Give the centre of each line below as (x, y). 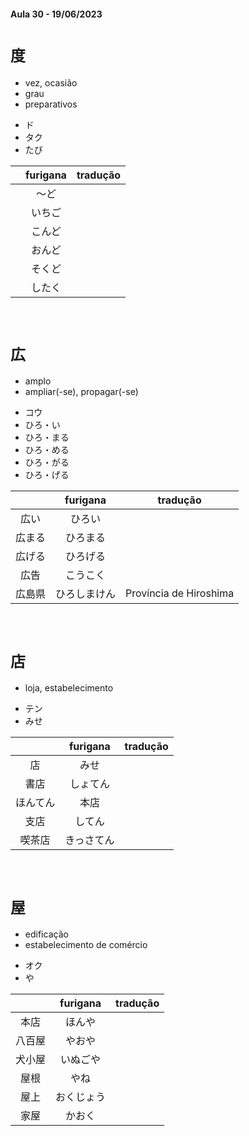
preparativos (51, 104)
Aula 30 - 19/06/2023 (56, 14)
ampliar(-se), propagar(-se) (81, 392)
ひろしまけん (86, 594)
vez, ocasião (51, 82)
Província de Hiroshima (180, 593)
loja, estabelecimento (69, 688)
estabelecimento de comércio (86, 945)
